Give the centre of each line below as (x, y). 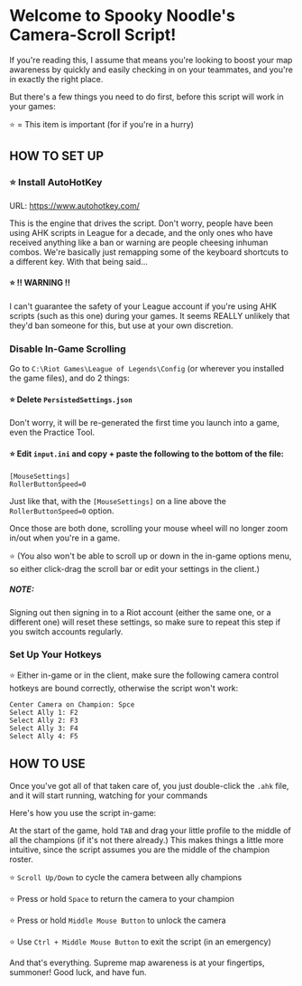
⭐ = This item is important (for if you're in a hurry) (101, 124)
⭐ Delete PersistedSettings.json (71, 399)
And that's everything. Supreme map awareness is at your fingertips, (137, 963)
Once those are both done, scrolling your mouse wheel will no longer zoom (149, 528)
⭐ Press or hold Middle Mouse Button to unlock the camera (118, 920)
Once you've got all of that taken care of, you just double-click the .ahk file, (149, 785)
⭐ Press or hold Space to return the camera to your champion (122, 898)
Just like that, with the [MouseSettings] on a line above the (118, 501)
